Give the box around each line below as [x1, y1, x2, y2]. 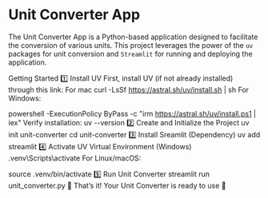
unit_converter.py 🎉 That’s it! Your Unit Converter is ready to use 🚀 [8, 180, 226, 190]
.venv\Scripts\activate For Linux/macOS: [8, 153, 142, 163]
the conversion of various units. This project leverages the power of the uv [8, 40, 254, 49]
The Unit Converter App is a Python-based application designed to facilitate [8, 32, 258, 42]
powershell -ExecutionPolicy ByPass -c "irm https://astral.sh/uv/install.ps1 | [8, 109, 256, 118]
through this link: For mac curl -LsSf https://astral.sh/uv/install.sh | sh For [8, 85, 250, 94]
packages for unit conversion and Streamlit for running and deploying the [8, 49, 254, 58]
